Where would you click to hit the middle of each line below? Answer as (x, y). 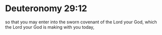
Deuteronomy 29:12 (46, 9)
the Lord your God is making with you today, (50, 27)
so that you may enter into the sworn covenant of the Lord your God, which (81, 22)
